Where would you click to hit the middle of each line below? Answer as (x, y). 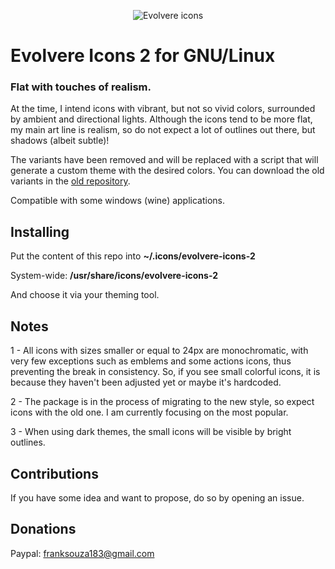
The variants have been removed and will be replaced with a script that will (164, 160)
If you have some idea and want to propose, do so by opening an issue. (157, 497)
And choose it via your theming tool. (85, 295)
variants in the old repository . (70, 181)
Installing (40, 231)
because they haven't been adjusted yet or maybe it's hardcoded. (146, 382)
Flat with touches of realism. (81, 87)
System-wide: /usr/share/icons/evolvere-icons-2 (114, 276)
